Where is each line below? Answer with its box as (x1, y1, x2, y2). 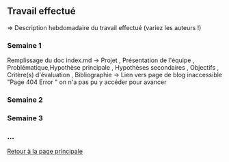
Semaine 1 (7, 40, 42, 50)
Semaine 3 (7, 113, 43, 122)
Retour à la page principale (7, 147, 83, 156)
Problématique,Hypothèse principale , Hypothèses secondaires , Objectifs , (7, 64, 219, 72)
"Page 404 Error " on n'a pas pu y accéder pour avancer (7, 78, 167, 86)
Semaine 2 (7, 95, 43, 105)
